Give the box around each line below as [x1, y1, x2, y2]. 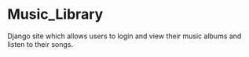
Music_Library [7, 5, 104, 23]
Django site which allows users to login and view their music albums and [7, 31, 242, 41]
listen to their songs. [7, 39, 74, 48]
